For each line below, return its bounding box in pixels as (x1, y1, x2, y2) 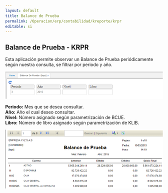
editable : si (5, 24, 32, 29)
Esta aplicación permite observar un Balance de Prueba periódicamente (5, 56, 153, 62)
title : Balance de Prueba (5, 13, 59, 18)
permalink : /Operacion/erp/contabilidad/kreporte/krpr (5, 18, 122, 23)
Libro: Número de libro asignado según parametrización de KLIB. (5, 119, 139, 125)
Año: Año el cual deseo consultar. (5, 109, 75, 115)
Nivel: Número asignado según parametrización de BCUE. (5, 114, 125, 120)
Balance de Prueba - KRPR (5, 43, 89, 51)
